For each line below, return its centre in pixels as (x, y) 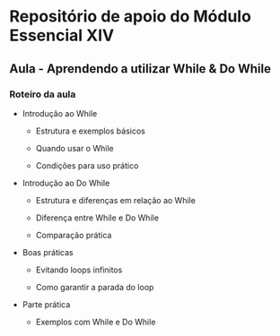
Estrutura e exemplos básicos (90, 131)
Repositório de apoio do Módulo (130, 17)
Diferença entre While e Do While (97, 218)
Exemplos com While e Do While (96, 322)
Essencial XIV (62, 35)
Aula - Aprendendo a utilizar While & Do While (140, 69)
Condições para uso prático (87, 165)
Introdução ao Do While (66, 183)
